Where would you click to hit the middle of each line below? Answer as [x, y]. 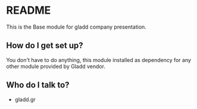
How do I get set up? [45, 46]
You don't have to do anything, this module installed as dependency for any [99, 60]
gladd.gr [25, 99]
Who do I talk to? [38, 85]
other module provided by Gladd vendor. [56, 66]
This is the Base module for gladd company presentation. [76, 27]
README [29, 10]
